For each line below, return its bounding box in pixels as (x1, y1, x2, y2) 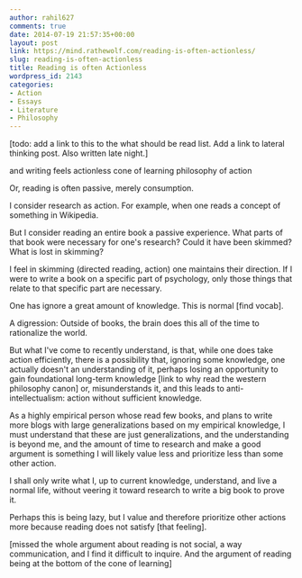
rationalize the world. (9, 328, 88, 339)
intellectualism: (9, 393, 66, 403)
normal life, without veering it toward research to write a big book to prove (9, 485, 286, 496)
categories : (9, 80, 54, 89)
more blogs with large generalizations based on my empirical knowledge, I (9, 420, 286, 430)
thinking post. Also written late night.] (9, 148, 149, 158)
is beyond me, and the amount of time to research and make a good (9, 438, 261, 450)
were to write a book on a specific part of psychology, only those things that (9, 274, 293, 284)
